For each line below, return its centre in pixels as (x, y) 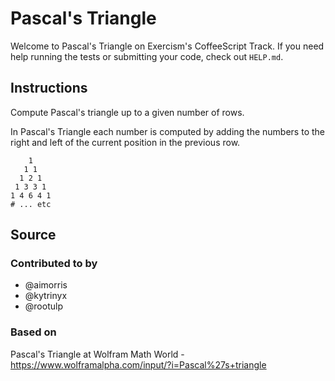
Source (33, 235)
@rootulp (43, 306)
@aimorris (46, 285)
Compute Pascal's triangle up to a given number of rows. (127, 112)
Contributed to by (54, 264)
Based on (33, 332)
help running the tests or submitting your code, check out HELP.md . (147, 56)
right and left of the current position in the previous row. (125, 142)
